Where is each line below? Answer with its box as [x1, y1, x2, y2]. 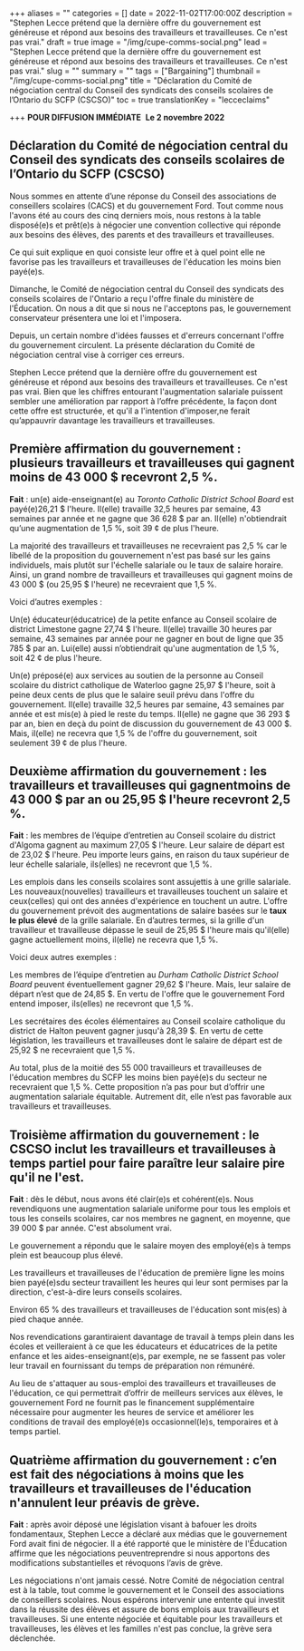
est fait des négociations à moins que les [9, 1466, 244, 1481]
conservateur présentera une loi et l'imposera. [9, 312, 183, 323]
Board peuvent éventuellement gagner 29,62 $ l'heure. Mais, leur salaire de [9, 979, 291, 990]
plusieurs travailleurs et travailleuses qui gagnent [9, 455, 295, 471]
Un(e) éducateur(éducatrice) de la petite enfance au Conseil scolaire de [9, 614, 278, 625]
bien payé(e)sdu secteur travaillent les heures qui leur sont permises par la [9, 1277, 289, 1288]
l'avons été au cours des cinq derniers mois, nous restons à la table [9, 209, 261, 220]
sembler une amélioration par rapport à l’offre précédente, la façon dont [9, 395, 278, 406]
